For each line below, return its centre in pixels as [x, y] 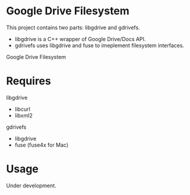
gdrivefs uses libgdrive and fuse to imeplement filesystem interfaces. [99, 45]
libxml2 [23, 115]
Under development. [31, 185]
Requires [29, 81]
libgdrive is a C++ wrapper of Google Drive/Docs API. [80, 39]
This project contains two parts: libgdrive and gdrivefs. [73, 27]
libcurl [23, 109]
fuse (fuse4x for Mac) [42, 145]
